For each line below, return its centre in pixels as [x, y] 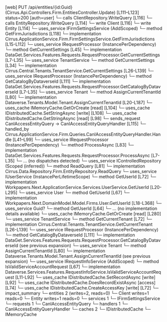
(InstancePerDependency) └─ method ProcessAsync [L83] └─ [70, 145]
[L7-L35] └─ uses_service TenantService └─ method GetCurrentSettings [80, 60]
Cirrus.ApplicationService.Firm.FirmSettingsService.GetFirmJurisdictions [80, 39]
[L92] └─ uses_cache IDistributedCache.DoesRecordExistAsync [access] [81, 283]
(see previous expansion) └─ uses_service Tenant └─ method [83, 245]
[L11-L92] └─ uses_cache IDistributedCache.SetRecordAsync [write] [85, 277]
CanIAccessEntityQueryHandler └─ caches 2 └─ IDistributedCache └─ [78, 309]
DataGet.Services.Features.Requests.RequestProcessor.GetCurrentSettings [83, 55]
